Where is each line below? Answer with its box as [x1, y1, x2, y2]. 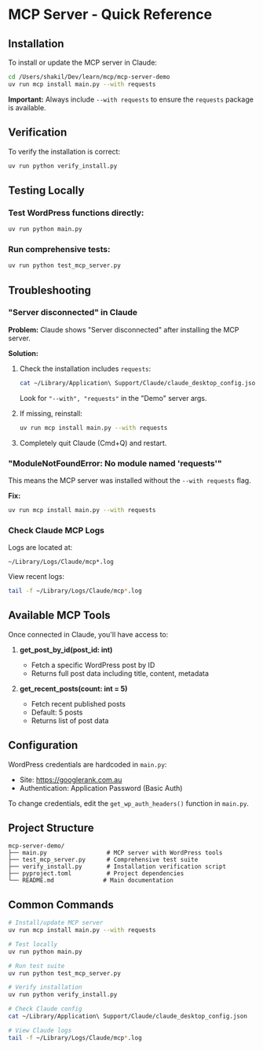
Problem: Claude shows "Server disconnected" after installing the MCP [8, 325, 239, 334]
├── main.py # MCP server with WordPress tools [8, 849, 223, 857]
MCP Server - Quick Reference [8, 6, 213, 24]
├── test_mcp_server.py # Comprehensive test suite [8, 856, 199, 864]
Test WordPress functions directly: [8, 207, 144, 218]
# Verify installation [8, 983, 82, 992]
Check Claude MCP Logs [8, 525, 104, 536]
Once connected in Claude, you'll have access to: [8, 629, 169, 639]
